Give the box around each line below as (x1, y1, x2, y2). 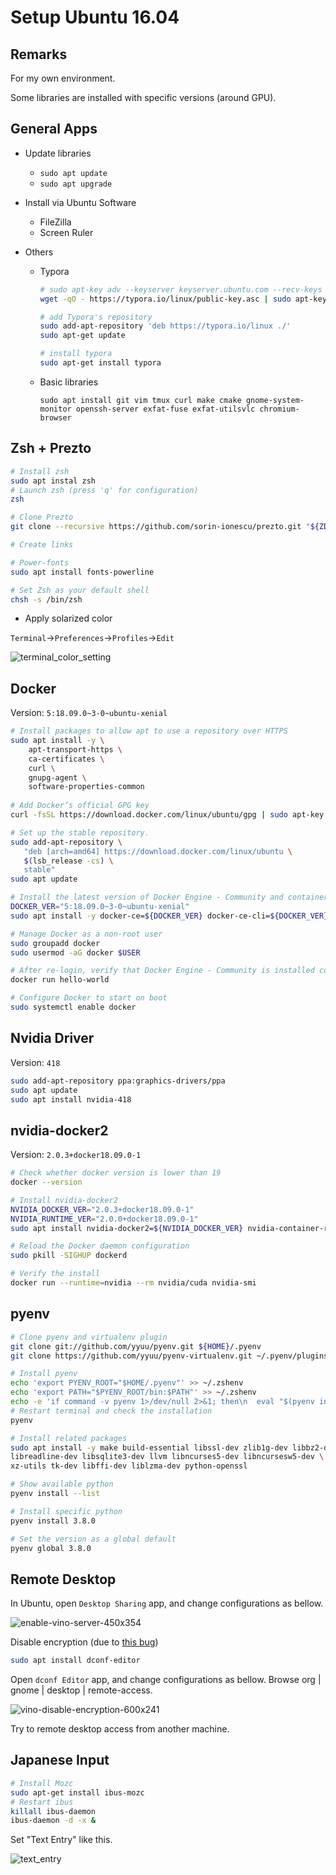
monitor (39, 404, 72, 414)
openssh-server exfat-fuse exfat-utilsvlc (75, 404, 256, 414)
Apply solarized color (24, 612, 113, 625)
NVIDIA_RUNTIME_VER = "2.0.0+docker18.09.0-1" (10, 1214, 199, 1224)
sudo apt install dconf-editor (10, 1656, 141, 1666)
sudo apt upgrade (39, 179, 113, 189)
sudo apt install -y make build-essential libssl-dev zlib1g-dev (10, 1442, 288, 1453)
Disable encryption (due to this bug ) (10, 1636, 159, 1648)
